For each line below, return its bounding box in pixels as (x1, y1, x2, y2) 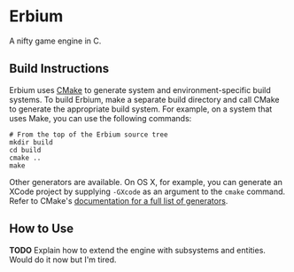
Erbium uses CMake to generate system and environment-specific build (9, 84, 272, 95)
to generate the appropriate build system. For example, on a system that (9, 104, 273, 114)
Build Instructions (9, 61, 110, 76)
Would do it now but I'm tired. (9, 254, 117, 265)
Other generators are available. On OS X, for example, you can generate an (9, 176, 283, 187)
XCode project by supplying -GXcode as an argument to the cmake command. (9, 186, 286, 197)
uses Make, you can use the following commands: (9, 113, 192, 123)
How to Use (9, 221, 74, 237)
